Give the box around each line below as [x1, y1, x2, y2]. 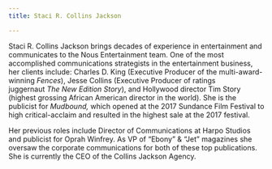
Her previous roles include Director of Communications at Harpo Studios [8, 125, 251, 135]
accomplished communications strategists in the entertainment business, [8, 58, 253, 68]
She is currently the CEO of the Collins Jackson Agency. [8, 151, 196, 161]
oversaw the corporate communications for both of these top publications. [8, 142, 257, 152]
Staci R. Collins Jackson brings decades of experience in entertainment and [8, 41, 262, 51]
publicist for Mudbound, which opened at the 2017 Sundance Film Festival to [8, 101, 265, 111]
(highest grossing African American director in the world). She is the [8, 92, 237, 102]
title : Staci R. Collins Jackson [8, 11, 122, 20]
